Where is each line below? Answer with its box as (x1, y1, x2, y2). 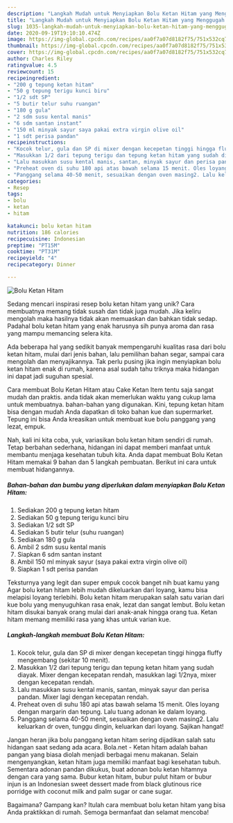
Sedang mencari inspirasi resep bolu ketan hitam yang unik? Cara (7, 300, 195, 308)
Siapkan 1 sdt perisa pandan (17, 564, 98, 573)
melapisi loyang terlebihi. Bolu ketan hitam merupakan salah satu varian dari (7, 593, 225, 601)
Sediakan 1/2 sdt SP (17, 521, 75, 529)
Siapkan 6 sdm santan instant (17, 550, 102, 558)
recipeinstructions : (7, 139, 67, 146)
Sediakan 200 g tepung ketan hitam (17, 505, 120, 514)
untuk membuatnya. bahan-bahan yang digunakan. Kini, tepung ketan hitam (7, 400, 224, 408)
